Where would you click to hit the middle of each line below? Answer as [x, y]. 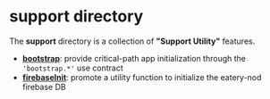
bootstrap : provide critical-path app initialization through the [134, 58]
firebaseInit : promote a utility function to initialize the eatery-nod [142, 77]
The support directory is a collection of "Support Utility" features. [132, 41]
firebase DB [44, 87]
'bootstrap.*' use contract [72, 68]
